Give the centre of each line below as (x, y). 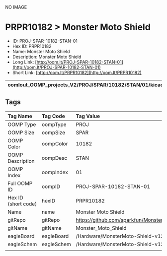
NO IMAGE (16, 7)
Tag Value (88, 116)
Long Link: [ (25, 62)
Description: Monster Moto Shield (47, 57)
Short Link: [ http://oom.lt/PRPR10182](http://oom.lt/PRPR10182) (77, 72)
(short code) (22, 204)
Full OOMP (20, 183)
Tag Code (53, 116)
